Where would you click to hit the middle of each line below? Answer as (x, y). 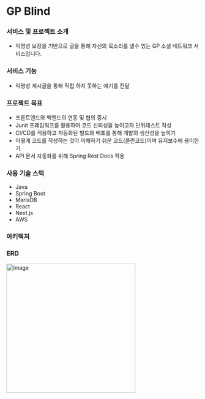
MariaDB (26, 200)
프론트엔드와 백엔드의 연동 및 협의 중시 (61, 118)
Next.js (24, 213)
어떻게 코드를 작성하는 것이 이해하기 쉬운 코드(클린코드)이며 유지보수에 (99, 141)
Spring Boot (30, 194)
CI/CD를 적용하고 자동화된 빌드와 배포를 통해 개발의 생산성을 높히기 (95, 133)
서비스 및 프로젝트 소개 (38, 32)
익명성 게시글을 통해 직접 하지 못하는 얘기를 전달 (72, 85)
